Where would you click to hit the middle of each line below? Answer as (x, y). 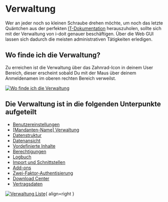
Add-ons (22, 167)
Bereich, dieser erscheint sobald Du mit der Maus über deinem (71, 73)
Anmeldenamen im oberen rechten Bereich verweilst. (61, 78)
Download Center (31, 178)
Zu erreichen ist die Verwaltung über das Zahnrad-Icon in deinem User (79, 67)
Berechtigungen (29, 151)
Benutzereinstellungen (36, 124)
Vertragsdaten (28, 184)
